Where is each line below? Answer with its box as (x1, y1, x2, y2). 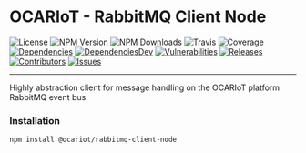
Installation (9, 114, 61, 127)
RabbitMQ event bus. (9, 91, 88, 102)
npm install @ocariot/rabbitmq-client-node (9, 135, 178, 145)
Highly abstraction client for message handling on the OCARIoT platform (9, 82, 280, 93)
